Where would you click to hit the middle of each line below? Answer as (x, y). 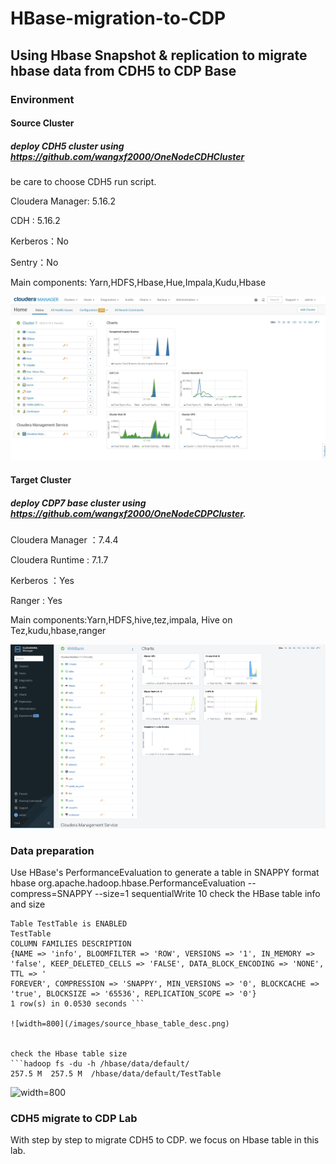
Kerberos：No (40, 241)
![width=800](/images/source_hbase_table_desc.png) (120, 1023)
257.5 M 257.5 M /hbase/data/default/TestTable (116, 1073)
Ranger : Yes (36, 600)
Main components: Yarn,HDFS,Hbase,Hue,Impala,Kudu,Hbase (138, 283)
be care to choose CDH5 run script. (83, 182)
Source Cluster (42, 123)
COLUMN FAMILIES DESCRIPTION (71, 943)
